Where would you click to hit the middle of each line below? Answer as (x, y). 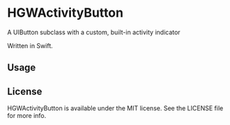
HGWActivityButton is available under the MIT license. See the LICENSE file (115, 108)
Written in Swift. (30, 45)
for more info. (27, 116)
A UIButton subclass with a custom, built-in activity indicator (94, 32)
